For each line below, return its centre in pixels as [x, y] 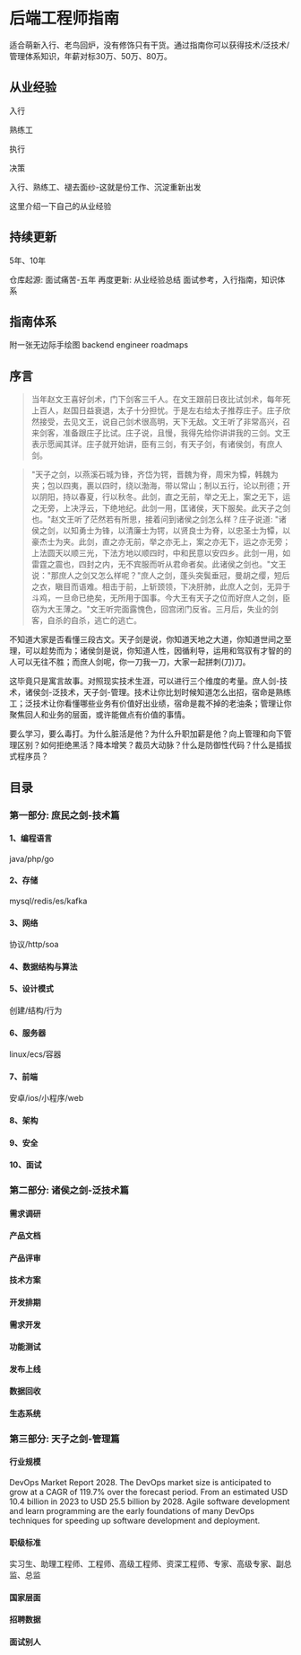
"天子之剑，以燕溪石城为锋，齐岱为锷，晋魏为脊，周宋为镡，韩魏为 [155, 475]
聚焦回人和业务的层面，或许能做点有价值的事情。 [99, 715]
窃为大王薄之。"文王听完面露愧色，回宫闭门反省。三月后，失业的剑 [155, 609]
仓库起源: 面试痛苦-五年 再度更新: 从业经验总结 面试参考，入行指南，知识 [143, 279]
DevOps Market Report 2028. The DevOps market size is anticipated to [140, 1483]
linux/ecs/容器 [35, 1054]
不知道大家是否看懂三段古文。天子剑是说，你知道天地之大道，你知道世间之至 [150, 639]
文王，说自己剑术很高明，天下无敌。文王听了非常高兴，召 [185, 422]
